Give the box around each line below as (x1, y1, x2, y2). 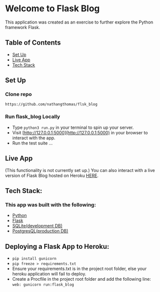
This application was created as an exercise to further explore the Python (5, 19, 154, 25)
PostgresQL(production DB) (12, 228, 69, 234)
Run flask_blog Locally (5, 113, 60, 120)
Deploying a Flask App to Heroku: (5, 242, 109, 250)
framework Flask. (5, 24, 40, 30)
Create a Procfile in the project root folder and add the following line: (12, 276, 151, 282)
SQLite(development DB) (12, 223, 63, 229)
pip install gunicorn (12, 256, 56, 261)
